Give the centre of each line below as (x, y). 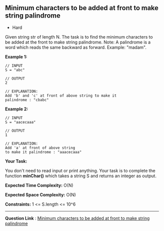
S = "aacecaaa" (20, 122)
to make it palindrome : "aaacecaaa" (43, 152)
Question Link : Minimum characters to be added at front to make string (77, 218)
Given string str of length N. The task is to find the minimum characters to (79, 37)
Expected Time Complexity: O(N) (39, 185)
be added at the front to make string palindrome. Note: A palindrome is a (78, 42)
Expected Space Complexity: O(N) (41, 194)
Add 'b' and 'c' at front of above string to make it (61, 95)
